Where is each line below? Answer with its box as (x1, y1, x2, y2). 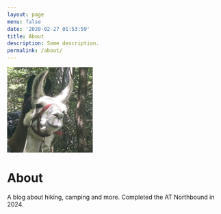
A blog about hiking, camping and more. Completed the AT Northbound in (7, 193, 215, 202)
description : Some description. (7, 40, 99, 47)
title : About (7, 33, 44, 40)
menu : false (7, 18, 41, 25)
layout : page (7, 11, 44, 18)
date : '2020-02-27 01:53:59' (7, 25, 90, 32)
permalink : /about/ (7, 47, 63, 54)
